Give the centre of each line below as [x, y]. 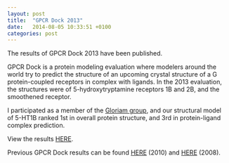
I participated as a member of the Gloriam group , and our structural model [114, 110]
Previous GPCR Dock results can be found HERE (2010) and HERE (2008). [114, 152]
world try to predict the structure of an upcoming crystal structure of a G [112, 74]
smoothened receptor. [39, 97]
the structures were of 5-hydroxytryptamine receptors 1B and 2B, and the [113, 89]
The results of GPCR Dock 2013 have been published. [85, 53]
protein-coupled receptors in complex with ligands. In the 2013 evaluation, [115, 82]
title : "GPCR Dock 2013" [45, 20]
